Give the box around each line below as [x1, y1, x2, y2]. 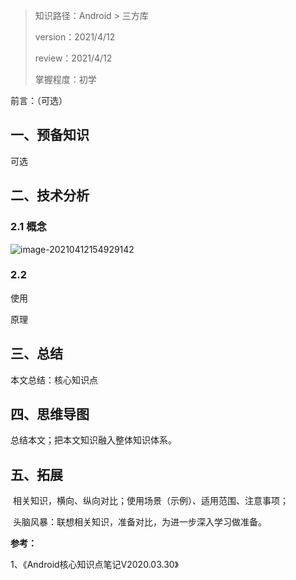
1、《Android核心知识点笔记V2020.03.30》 [10, 559, 180, 571]
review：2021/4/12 [34, 52, 113, 64]
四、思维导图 [10, 406, 90, 423]
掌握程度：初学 [34, 74, 97, 85]
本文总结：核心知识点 [10, 374, 98, 386]
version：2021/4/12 [34, 31, 116, 43]
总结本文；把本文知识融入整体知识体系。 [10, 434, 177, 446]
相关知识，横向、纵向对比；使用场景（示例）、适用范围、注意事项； [12, 495, 289, 507]
